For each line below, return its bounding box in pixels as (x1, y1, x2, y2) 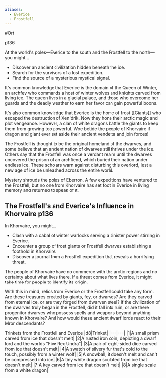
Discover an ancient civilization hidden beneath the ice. (12, 64, 125, 70)
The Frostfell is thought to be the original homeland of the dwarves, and (5, 141, 152, 147)
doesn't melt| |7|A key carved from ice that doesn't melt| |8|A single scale (5, 362, 156, 368)
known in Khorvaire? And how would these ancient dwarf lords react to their (5, 315, 161, 321)
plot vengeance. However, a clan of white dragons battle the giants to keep (5, 120, 159, 127)
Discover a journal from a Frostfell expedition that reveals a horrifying (12, 254, 154, 260)
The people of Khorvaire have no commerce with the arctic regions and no (5, 269, 158, 275)
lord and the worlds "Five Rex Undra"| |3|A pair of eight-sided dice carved (5, 341, 157, 347)
